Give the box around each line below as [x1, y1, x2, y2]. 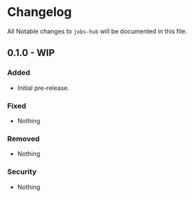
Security [7, 167, 37, 177]
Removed [7, 134, 40, 143]
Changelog [7, 4, 72, 20]
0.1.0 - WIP [7, 47, 55, 59]
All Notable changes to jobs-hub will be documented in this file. [7, 27, 188, 35]
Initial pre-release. [17, 84, 69, 92]
